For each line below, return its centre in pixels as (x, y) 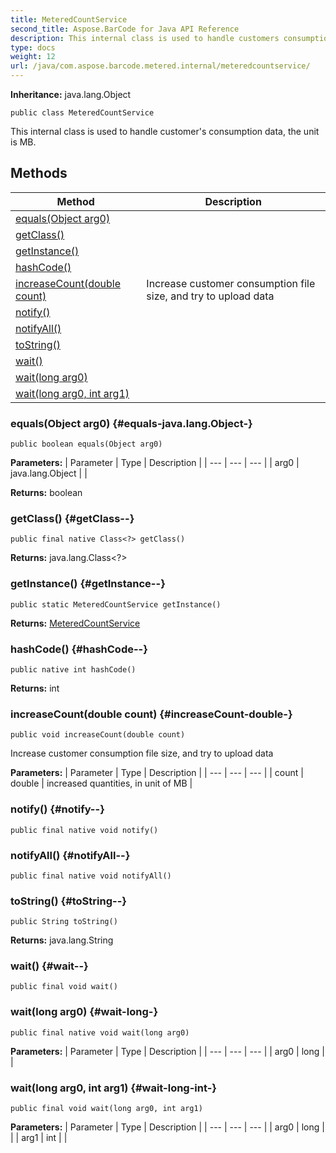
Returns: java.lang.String (62, 940)
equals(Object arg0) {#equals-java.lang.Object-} (131, 423)
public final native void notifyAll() (91, 876)
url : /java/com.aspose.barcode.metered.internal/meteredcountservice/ (160, 66)
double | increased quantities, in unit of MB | (101, 783)
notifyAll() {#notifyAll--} (70, 855)
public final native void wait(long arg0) (100, 1032)
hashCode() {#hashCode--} (79, 649)
